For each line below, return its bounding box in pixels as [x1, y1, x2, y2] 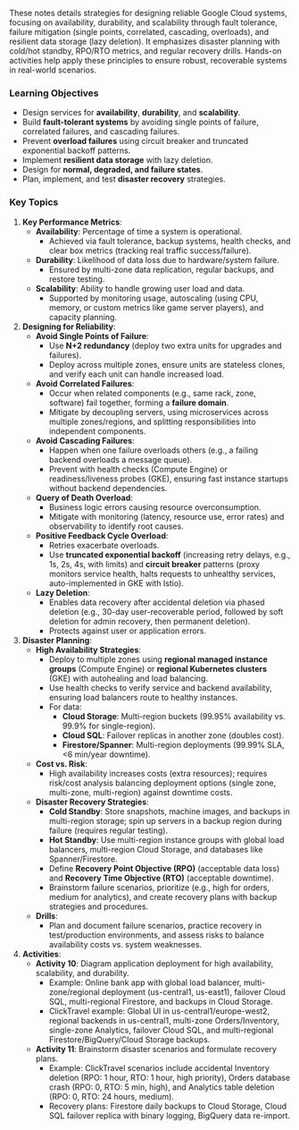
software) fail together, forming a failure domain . [48, 397, 229, 408]
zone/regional [48, 986, 100, 997]
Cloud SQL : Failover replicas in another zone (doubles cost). [62, 729, 285, 741]
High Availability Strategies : [35, 644, 141, 655]
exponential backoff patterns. [21, 145, 131, 156]
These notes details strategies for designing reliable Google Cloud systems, [9, 8, 287, 18]
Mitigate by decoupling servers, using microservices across [48, 406, 270, 417]
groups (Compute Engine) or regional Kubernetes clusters [48, 663, 268, 674]
